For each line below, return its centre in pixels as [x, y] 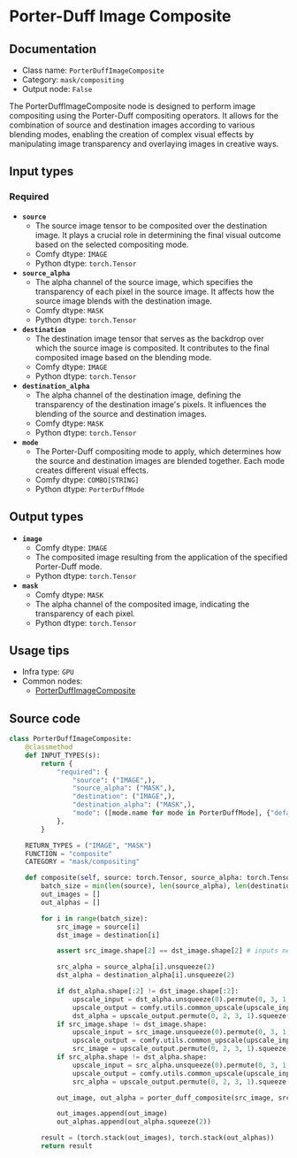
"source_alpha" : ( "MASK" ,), [124, 788]
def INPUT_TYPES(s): [63, 755]
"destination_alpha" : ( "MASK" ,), [134, 805]
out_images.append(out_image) [112, 1114]
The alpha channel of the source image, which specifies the [144, 282]
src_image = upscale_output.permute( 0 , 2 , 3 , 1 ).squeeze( [181, 1049]
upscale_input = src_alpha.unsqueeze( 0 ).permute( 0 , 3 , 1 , [181, 1065]
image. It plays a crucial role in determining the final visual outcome [158, 235]
